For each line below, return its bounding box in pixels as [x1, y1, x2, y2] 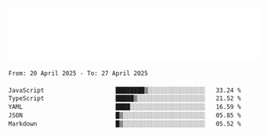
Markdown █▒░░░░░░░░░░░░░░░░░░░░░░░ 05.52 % [8, 120, 241, 128]
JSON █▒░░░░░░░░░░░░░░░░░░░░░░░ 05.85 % [8, 111, 241, 120]
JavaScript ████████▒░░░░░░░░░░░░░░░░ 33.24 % [8, 86, 241, 94]
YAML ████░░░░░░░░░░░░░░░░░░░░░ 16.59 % [8, 103, 241, 111]
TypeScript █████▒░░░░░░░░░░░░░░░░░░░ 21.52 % [8, 94, 241, 102]
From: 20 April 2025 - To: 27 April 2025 [8, 69, 149, 78]
